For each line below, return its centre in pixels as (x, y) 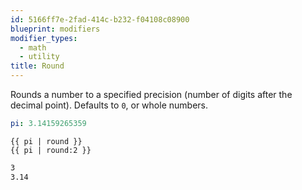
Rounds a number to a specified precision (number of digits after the (151, 94)
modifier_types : (44, 38)
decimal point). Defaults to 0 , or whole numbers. (109, 105)
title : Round (37, 66)
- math (33, 47)
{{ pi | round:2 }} (51, 150)
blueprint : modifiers (55, 29)
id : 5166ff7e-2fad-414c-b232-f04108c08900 (100, 19)
